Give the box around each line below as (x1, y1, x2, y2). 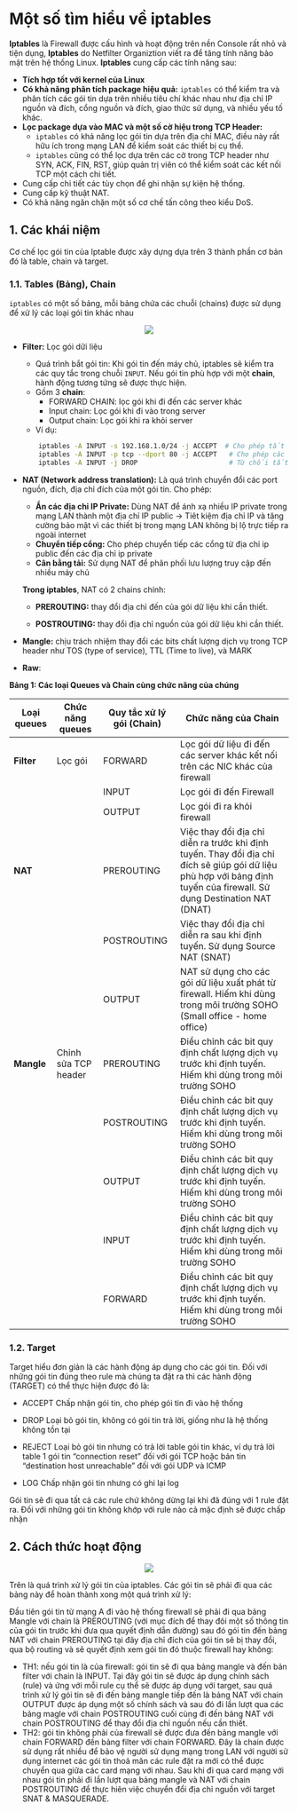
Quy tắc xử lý (108, 706, 167, 718)
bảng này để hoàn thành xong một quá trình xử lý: (9, 1589, 192, 1600)
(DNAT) (180, 903, 212, 915)
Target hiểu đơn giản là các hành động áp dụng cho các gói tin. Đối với (9, 1361, 268, 1372)
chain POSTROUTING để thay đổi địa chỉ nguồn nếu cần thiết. (21, 1718, 248, 1728)
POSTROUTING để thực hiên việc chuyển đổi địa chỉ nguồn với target (21, 1783, 276, 1794)
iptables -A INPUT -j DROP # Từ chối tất (38, 458, 289, 467)
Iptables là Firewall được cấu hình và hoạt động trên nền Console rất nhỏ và (9, 38, 286, 49)
